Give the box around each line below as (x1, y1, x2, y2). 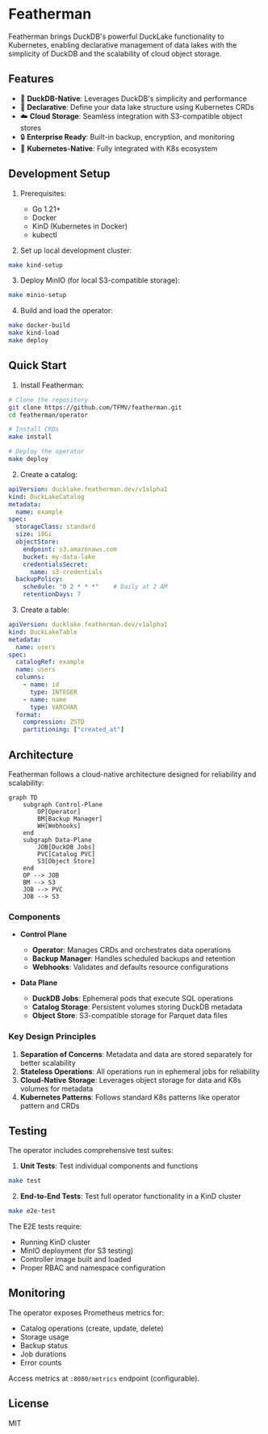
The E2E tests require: (8, 1222, 82, 1231)
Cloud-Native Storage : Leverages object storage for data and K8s (19, 1075, 241, 1084)
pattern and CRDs (19, 1101, 80, 1110)
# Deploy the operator (8, 447, 85, 456)
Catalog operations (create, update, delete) (19, 1323, 164, 1333)
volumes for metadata (19, 1084, 94, 1093)
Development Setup (8, 167, 111, 181)
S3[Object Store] (37, 857, 95, 865)
